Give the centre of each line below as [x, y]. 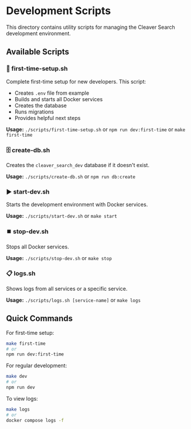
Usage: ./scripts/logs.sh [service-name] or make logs [74, 300]
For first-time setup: [30, 332]
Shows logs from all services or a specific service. [67, 288]
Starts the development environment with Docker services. [77, 205]
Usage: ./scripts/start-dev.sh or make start [62, 216]
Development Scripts [59, 11]
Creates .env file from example [52, 93]
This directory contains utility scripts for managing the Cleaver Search [91, 27]
